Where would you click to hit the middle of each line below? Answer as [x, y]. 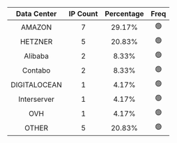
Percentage [124, 14]
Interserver [36, 99]
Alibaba [36, 56]
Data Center [36, 14]
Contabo [36, 70]
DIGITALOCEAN [37, 84]
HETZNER [36, 41]
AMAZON [36, 27]
